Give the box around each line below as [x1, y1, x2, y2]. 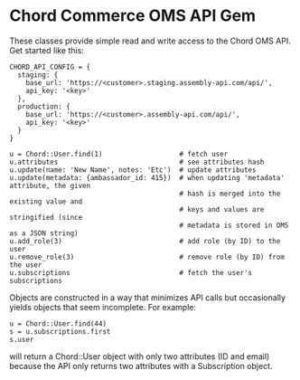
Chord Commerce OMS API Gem [9, 5, 256, 26]
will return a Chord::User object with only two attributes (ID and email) [9, 350, 270, 362]
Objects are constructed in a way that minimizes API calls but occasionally [9, 291, 286, 303]
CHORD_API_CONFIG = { [9, 62, 91, 71]
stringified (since [9, 213, 83, 222]
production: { [17, 101, 70, 111]
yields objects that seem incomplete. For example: [9, 301, 197, 312]
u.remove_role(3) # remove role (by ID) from [9, 252, 285, 261]
